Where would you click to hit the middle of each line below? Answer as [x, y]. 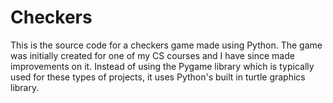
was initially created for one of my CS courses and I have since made [152, 55]
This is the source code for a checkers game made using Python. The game [166, 45]
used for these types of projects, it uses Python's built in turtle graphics [158, 77]
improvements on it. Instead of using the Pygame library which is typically [162, 66]
